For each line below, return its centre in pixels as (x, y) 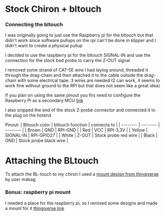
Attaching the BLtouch (52, 161)
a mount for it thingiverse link (35, 208)
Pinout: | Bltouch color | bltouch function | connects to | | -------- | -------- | (82, 125)
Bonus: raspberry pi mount (38, 192)
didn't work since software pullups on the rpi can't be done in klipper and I (81, 40)
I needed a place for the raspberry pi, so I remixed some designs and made (81, 203)
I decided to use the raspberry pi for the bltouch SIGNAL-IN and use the (78, 55)
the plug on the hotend (28, 115)
